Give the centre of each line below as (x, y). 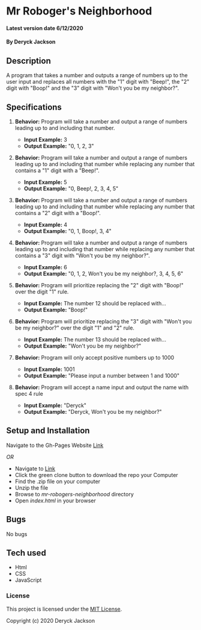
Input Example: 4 (46, 225)
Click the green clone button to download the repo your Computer (96, 475)
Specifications (34, 107)
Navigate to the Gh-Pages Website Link (55, 445)
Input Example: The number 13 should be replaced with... (95, 339)
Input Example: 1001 (49, 369)
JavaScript (28, 580)
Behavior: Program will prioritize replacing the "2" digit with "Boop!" (99, 285)
